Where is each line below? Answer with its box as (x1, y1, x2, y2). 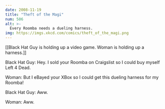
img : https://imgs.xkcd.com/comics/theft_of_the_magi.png (5, 30, 129, 35)
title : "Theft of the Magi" (5, 12, 64, 17)
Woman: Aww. (5, 99, 35, 105)
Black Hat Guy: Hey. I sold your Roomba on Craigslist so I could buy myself (5, 59, 160, 65)
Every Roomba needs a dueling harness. (10, 26, 93, 31)
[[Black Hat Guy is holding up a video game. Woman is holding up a (5, 44, 144, 50)
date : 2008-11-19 (5, 7, 42, 12)
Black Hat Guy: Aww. (5, 89, 49, 95)
